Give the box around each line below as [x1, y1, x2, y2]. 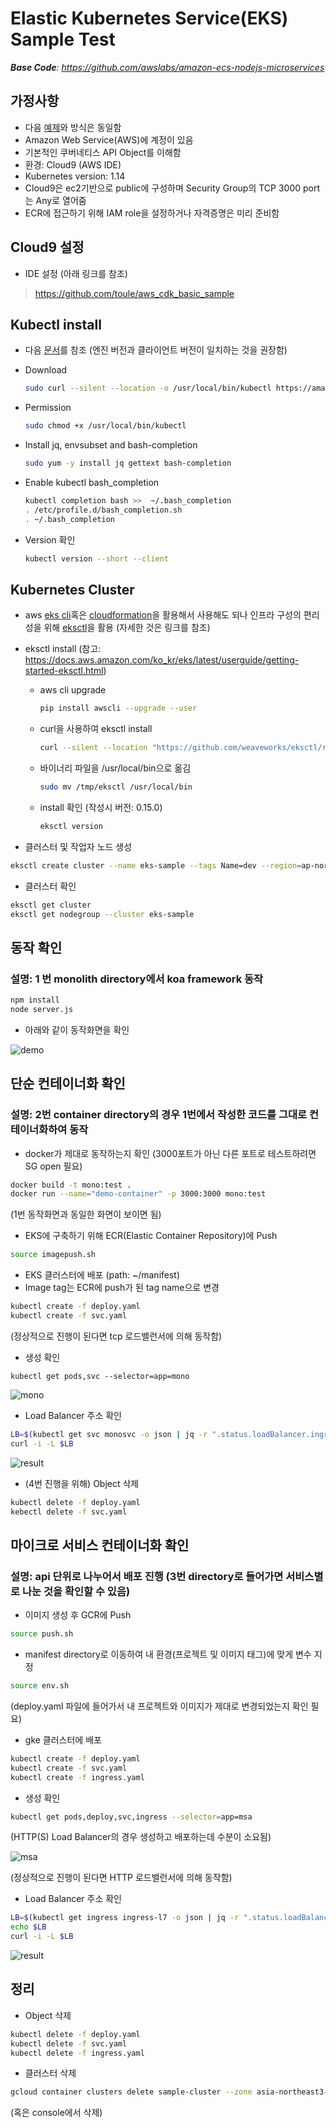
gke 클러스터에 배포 [24, 1733, 102, 1746]
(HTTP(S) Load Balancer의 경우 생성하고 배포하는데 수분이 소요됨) [10, 1831, 272, 1843]
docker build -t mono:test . [10, 1180, 132, 1190]
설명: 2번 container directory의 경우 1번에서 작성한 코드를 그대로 [10, 1108, 308, 1122]
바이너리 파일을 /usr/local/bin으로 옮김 [39, 762, 192, 774]
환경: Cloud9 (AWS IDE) [24, 158, 122, 171]
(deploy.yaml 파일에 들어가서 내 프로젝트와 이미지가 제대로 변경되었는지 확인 [10, 1700, 309, 1712]
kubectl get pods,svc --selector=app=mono [10, 1371, 190, 1381]
